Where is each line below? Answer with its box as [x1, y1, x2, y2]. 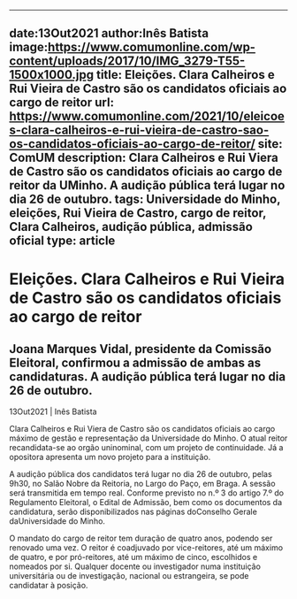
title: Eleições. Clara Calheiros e [95, 67, 276, 82]
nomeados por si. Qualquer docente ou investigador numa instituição [9, 561, 261, 572]
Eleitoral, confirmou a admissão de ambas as [9, 355, 262, 370]
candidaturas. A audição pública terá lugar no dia [9, 369, 286, 384]
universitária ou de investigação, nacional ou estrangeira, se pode [9, 571, 249, 581]
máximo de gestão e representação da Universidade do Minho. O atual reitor [9, 433, 288, 443]
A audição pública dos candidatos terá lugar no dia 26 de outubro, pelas [9, 469, 272, 480]
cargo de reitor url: [9, 95, 115, 111]
